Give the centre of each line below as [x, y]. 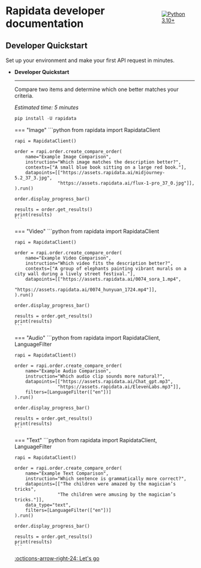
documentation [45, 23]
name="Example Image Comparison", [68, 157]
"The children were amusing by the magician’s [117, 495]
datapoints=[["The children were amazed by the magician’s [101, 484]
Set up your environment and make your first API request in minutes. [90, 60]
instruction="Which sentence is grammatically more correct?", [106, 479]
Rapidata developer [55, 11]
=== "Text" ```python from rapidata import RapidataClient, [85, 440]
